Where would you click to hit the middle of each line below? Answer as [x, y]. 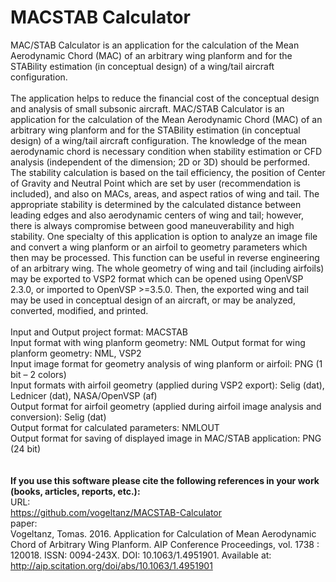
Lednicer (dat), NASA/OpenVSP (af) [84, 395]
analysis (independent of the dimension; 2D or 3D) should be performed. [160, 162]
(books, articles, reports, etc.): [75, 491]
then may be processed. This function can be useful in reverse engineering [165, 257]
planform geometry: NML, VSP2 [76, 353]
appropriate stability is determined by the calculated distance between [156, 204]
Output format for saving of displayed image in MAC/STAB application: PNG [166, 438]
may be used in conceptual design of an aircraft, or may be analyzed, [153, 300]
